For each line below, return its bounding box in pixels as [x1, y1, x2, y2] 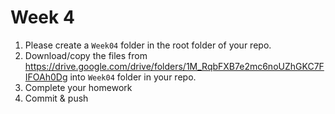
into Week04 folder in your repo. [69, 71, 197, 83]
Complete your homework [24, 81, 133, 93]
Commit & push [24, 92, 89, 104]
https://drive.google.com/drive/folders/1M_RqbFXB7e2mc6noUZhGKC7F [24, 60, 325, 72]
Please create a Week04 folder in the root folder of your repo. [24, 39, 272, 51]
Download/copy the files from [24, 49, 148, 61]
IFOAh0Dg [24, 71, 68, 83]
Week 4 [10, 6, 75, 29]
